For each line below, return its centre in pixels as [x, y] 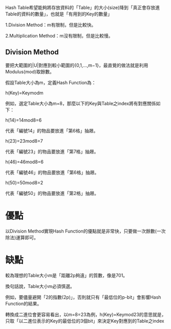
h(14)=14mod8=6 [24, 120]
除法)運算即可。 [22, 237]
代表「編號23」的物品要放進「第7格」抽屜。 [52, 151]
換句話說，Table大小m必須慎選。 [40, 286]
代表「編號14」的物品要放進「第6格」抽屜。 [52, 130]
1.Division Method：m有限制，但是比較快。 [51, 25]
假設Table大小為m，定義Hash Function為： [51, 82]
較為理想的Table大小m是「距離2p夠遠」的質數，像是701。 [67, 275]
